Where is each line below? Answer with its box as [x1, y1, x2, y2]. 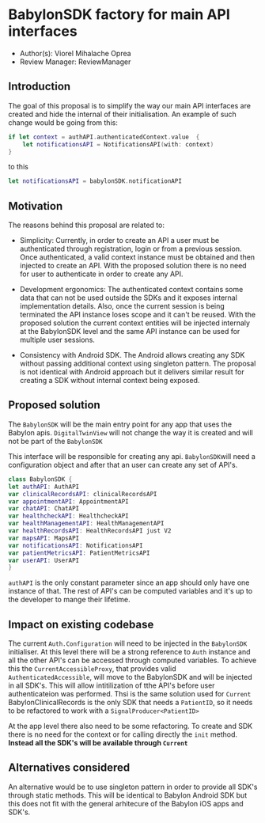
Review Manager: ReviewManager [19, 57, 131, 66]
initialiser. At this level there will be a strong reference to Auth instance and [8, 647, 251, 657]
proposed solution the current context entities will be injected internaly [19, 318, 251, 328]
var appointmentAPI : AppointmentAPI [8, 497, 129, 506]
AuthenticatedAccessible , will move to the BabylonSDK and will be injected [8, 673, 253, 682]
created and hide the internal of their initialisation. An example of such [8, 109, 237, 119]
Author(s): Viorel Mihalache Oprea [19, 48, 132, 58]
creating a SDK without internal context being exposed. [19, 376, 200, 385]
